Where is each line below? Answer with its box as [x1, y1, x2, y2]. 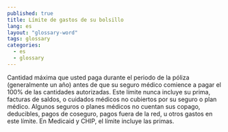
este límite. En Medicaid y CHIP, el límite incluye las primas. [7, 117, 175, 125]
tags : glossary [7, 36, 51, 42]
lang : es [7, 23, 32, 29]
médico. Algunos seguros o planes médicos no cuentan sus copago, [7, 102, 201, 110]
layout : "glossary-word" [7, 29, 78, 36]
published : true [7, 10, 53, 17]
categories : [7, 42, 41, 49]
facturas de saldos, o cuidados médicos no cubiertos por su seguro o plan [7, 95, 217, 103]
